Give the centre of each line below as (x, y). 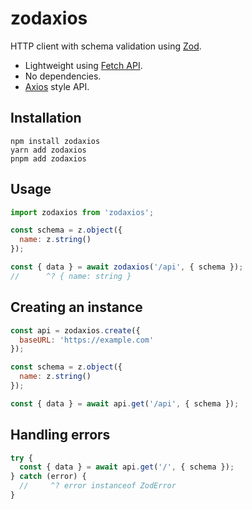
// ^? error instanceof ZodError (98, 486)
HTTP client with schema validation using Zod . (106, 46)
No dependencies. (63, 76)
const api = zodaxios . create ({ (75, 330)
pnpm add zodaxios (48, 158)
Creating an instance (76, 307)
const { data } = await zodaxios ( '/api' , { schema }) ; (127, 267)
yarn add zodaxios (48, 150)
